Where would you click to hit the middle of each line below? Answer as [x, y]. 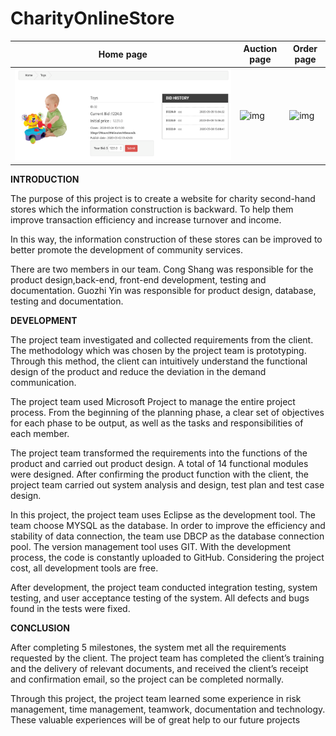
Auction [260, 49]
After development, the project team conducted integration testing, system [164, 587]
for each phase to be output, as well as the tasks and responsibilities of [157, 423]
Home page [123, 54]
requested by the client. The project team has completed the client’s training [167, 658]
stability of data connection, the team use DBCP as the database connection [167, 536]
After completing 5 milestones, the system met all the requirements [148, 647]
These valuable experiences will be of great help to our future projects [155, 719]
